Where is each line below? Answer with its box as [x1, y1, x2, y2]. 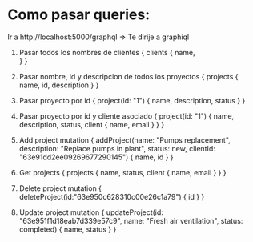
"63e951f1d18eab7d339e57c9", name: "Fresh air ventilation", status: [18, 216, 243, 225]
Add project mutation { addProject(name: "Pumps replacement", [18, 135, 231, 145]
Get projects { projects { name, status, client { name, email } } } [18, 167, 227, 177]
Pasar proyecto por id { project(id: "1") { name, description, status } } [18, 95, 246, 105]
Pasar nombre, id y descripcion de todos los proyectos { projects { [18, 71, 239, 81]
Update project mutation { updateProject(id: [18, 207, 163, 217]
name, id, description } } [18, 80, 99, 90]
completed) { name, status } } [18, 224, 117, 234]
